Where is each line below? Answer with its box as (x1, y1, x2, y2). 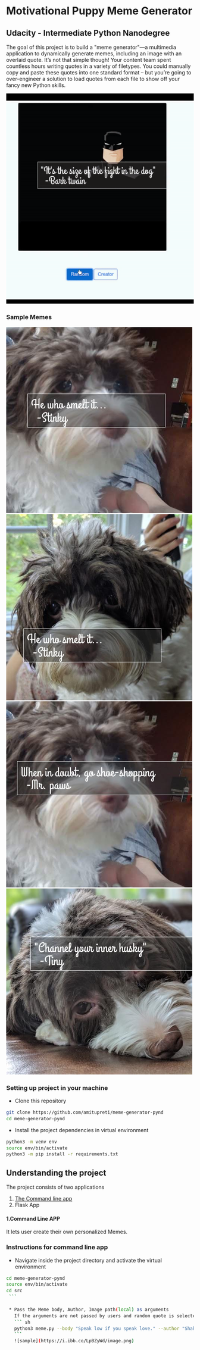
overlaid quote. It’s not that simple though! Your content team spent (6, 57, 171, 63)
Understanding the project (6, 1168, 107, 1178)
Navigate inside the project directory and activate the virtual (14, 1257, 162, 1264)
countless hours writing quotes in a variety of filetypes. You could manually (6, 62, 191, 70)
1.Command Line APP (6, 1215, 61, 1222)
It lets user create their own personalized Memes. (6, 1228, 128, 1236)
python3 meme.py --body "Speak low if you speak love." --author (14, 1326, 180, 1332)
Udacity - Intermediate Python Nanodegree (6, 28, 170, 38)
